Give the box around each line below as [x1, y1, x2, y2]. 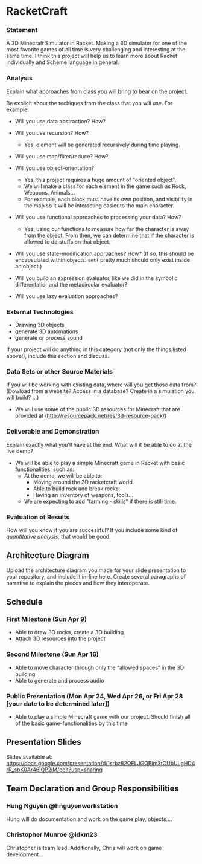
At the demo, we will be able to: [24, 472, 103, 479]
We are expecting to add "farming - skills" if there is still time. [24, 498, 177, 505]
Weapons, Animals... [24, 189, 75, 196]
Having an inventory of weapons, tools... [33, 491, 134, 498]
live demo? [6, 447, 34, 455]
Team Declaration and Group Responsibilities [6, 784, 179, 794]
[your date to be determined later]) [6, 700, 110, 708]
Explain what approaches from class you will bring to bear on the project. [6, 88, 188, 95]
